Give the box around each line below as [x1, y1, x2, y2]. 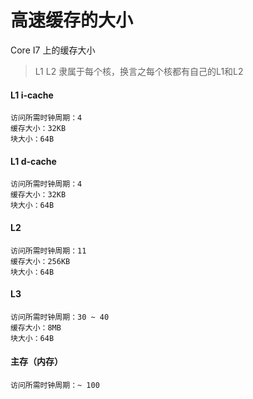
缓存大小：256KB [10, 256, 71, 266]
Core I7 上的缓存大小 [10, 44, 96, 56]
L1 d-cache [10, 155, 57, 167]
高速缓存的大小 [10, 9, 134, 32]
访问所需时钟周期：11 [10, 246, 87, 256]
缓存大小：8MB [10, 322, 62, 333]
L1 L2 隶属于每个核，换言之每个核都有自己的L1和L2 [34, 65, 244, 77]
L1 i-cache [10, 89, 54, 101]
